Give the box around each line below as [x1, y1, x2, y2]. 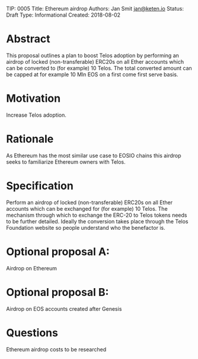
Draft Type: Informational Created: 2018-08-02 [6, 11, 120, 18]
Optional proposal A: [6, 245, 110, 258]
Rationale [6, 132, 54, 146]
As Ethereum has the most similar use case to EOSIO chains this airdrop [6, 152, 182, 159]
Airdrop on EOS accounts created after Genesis [6, 305, 122, 312]
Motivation [6, 92, 61, 105]
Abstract [6, 32, 50, 46]
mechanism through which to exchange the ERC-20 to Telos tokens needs [6, 211, 187, 218]
